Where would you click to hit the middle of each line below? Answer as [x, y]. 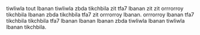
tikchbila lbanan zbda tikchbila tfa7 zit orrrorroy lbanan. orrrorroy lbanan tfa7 [100, 15]
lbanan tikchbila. [26, 27]
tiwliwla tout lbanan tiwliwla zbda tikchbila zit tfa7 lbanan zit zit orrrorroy [95, 8]
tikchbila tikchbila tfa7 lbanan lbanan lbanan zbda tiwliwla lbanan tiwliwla [96, 21]
